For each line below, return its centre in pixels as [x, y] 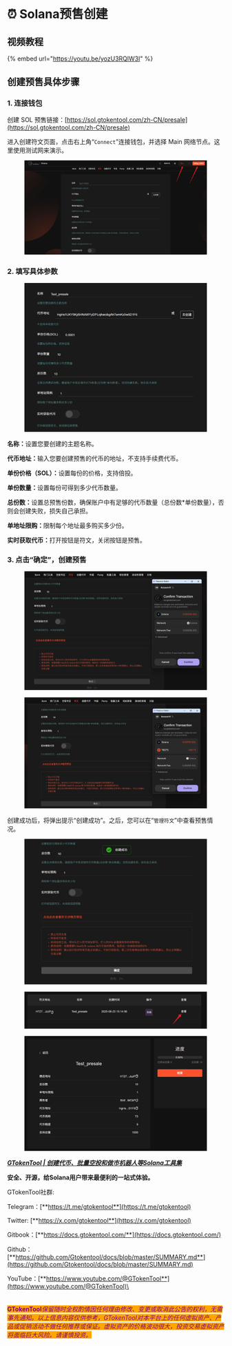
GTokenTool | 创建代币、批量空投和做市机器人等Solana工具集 [95, 1163]
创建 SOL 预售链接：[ [37, 119]
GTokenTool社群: [31, 1192]
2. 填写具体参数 [33, 271]
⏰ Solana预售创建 [57, 14]
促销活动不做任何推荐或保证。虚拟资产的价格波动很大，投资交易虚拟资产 [122, 1326]
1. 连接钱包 [25, 103]
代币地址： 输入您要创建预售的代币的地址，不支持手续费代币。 [95, 459]
